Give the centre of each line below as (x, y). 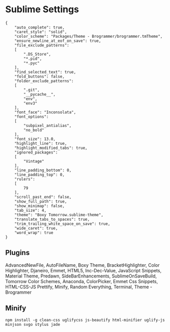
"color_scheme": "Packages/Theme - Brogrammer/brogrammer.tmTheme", (89, 36)
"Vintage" (34, 161)
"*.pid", (33, 59)
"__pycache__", (40, 94)
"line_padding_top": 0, (40, 174)
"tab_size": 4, (31, 210)
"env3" (31, 103)
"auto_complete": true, (40, 27)
